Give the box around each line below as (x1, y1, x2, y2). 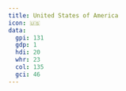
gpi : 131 (15, 33, 44, 42)
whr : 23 (15, 56, 41, 64)
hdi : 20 (15, 48, 41, 56)
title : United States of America (8, 11, 119, 20)
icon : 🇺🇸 (8, 19, 41, 27)
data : (8, 26, 26, 34)
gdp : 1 (15, 41, 37, 49)
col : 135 (15, 63, 44, 71)
